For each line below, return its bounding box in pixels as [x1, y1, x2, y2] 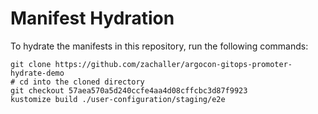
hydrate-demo [10, 68, 65, 78]
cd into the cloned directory [19, 77, 145, 87]
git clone [10, 59, 52, 69]
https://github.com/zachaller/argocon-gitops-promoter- [54, 59, 293, 69]
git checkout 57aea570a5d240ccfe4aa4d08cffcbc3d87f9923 [10, 85, 248, 96]
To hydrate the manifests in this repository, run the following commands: [10, 40, 309, 52]
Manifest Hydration [10, 7, 175, 30]
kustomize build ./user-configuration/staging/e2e [10, 94, 226, 104]
